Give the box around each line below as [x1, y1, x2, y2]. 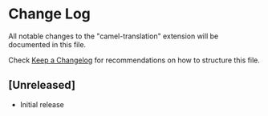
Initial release [19, 99, 64, 109]
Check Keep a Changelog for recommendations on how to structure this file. [8, 55, 261, 65]
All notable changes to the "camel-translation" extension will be [8, 31, 219, 41]
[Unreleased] [8, 78, 76, 92]
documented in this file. [8, 39, 87, 49]
